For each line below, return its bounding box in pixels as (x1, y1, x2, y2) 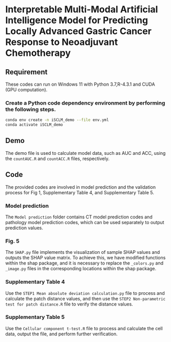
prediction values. (5, 225, 44, 231)
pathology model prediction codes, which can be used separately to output (5, 219, 164, 225)
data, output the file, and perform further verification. (5, 331, 118, 337)
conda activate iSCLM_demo (5, 122, 63, 128)
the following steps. (5, 106, 56, 113)
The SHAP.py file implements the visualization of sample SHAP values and (5, 249, 160, 255)
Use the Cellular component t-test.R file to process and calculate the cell (5, 325, 163, 331)
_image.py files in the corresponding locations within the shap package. (5, 266, 157, 272)
